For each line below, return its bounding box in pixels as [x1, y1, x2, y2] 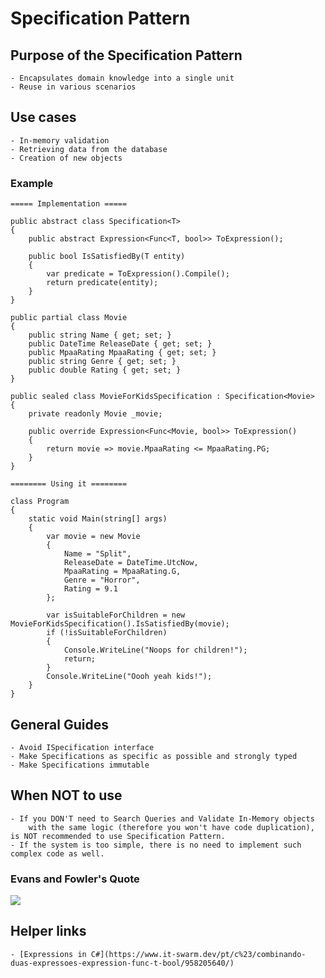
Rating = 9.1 [63, 584, 118, 594]
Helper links [10, 923, 87, 940]
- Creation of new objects [10, 153, 123, 163]
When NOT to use [10, 787, 123, 804]
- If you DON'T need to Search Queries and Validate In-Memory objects [10, 813, 315, 824]
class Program [10, 497, 70, 507]
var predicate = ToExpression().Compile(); [46, 269, 230, 279]
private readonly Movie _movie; [28, 409, 163, 419]
